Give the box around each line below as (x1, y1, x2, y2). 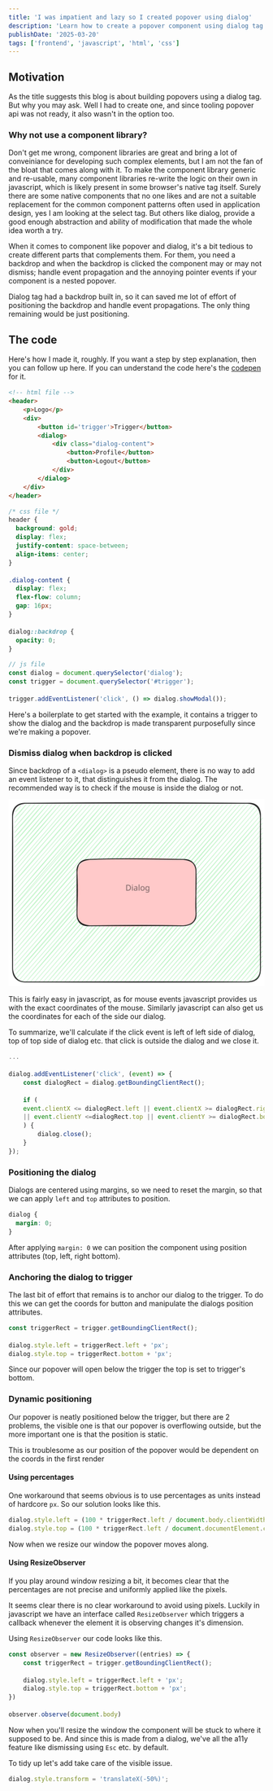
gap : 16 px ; (15, 602, 53, 610)
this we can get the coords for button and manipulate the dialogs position (8, 1298, 253, 1308)
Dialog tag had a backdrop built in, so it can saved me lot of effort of (8, 292, 237, 301)
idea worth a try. (8, 226, 63, 235)
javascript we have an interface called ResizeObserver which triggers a (8, 1609, 245, 1618)
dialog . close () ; (37, 1130, 93, 1139)
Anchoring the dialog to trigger (8, 1271, 133, 1283)
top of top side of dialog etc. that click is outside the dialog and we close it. (8, 1036, 260, 1046)
